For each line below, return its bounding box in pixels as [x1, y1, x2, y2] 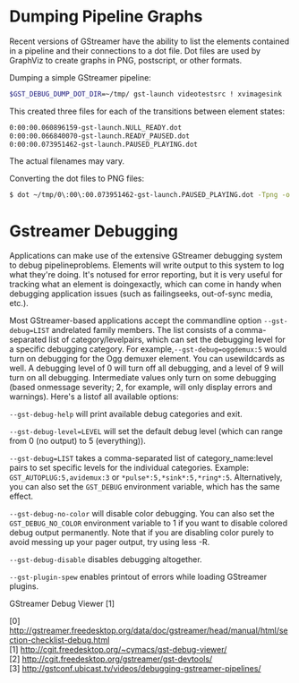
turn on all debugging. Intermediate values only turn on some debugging [9, 372, 277, 383]
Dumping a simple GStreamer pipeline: [9, 72, 152, 82]
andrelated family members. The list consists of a [51, 325, 234, 336]
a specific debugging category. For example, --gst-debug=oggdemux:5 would [9, 344, 287, 354]
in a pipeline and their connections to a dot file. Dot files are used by [9, 45, 261, 55]
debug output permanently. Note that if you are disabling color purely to [9, 527, 275, 538]
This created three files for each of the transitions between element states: [9, 106, 286, 116]
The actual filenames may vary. [9, 156, 125, 166]
